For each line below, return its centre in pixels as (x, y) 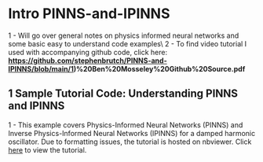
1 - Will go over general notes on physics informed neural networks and (124, 35)
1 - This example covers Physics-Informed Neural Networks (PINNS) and (126, 125)
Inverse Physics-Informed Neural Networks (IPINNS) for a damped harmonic (132, 133)
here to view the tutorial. (47, 149)
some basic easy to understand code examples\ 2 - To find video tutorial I (128, 43)
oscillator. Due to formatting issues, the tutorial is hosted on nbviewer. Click (130, 142)
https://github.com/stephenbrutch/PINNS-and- (88, 61)
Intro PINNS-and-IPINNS (89, 14)
